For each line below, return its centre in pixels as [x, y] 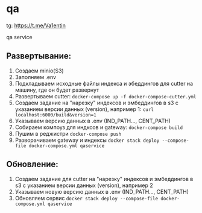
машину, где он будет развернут [57, 90]
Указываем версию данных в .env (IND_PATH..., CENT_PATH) [93, 121]
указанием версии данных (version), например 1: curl [84, 109]
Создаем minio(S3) [39, 71]
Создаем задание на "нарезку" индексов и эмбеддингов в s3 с [97, 103]
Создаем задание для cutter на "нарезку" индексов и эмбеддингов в [104, 179]
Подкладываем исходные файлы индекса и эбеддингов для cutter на [104, 83]
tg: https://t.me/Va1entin [36, 25]
